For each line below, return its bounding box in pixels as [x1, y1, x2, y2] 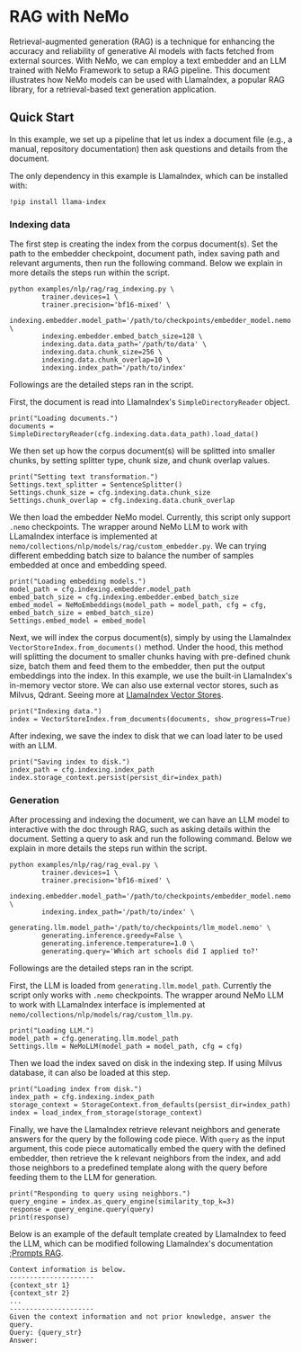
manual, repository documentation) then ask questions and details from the [9, 143, 288, 154]
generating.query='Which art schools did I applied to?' [41, 947, 259, 956]
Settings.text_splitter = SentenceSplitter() [9, 480, 182, 489]
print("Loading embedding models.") [9, 578, 146, 586]
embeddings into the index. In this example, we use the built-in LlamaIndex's [9, 670, 293, 681]
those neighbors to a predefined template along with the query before [9, 1162, 268, 1173]
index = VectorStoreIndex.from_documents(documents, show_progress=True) [9, 715, 292, 724]
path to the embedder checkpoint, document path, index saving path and [9, 248, 280, 259]
